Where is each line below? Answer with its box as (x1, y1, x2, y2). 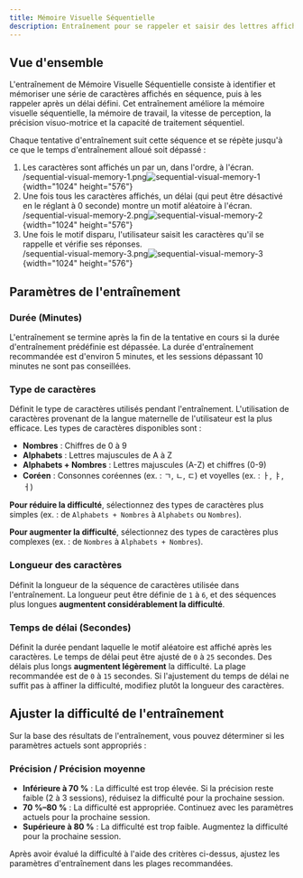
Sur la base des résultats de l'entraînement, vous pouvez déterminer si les (9, 730, 285, 741)
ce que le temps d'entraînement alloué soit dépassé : (9, 145, 207, 155)
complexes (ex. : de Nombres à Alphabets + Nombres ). (9, 537, 204, 547)
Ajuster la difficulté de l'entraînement (9, 706, 225, 722)
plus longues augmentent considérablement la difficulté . (9, 598, 225, 610)
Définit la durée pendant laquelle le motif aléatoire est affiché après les (9, 641, 272, 652)
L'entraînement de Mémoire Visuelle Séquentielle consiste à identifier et (9, 79, 276, 90)
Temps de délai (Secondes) (9, 621, 132, 633)
